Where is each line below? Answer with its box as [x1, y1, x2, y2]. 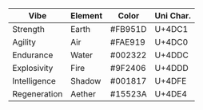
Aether [70, 88, 96, 99]
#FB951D [110, 24, 147, 34]
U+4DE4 [154, 88, 188, 99]
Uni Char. [154, 10, 192, 21]
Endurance [12, 49, 54, 61]
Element [70, 10, 103, 21]
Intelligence [12, 76, 56, 86]
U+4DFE [154, 76, 187, 86]
